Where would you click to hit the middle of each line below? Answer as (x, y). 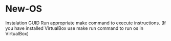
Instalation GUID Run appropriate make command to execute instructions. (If (86, 23)
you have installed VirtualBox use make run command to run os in (74, 28)
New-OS (24, 9)
